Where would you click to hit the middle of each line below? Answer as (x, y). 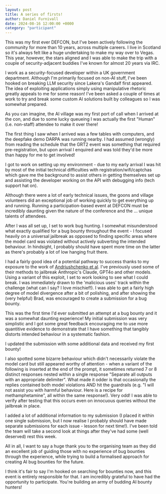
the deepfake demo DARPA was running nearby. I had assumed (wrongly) (80, 139)
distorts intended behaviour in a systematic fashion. (58, 334)
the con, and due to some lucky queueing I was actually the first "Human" (80, 119)
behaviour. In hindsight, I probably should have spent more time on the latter (83, 247)
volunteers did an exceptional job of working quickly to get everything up (80, 200)
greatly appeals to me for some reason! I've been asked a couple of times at (83, 94)
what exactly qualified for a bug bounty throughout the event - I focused (79, 231)
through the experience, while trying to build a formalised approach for (77, 457)
